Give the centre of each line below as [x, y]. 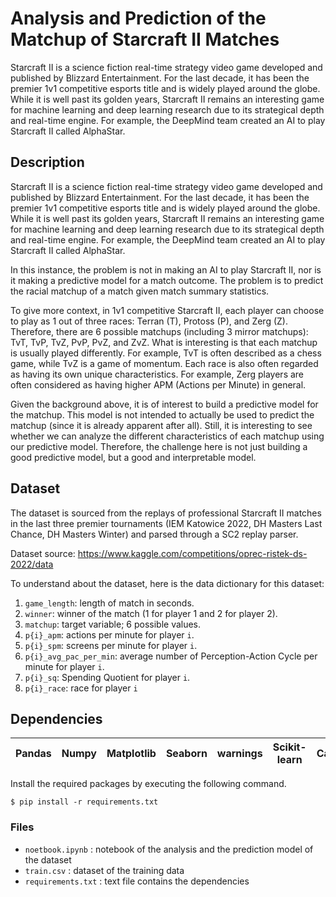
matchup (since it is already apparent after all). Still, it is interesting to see [161, 425]
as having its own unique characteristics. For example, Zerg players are [157, 374]
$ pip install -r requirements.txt [84, 802]
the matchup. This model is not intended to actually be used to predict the [162, 414]
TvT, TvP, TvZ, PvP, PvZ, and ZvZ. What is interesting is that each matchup [164, 342]
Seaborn [186, 754]
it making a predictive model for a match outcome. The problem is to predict [167, 280]
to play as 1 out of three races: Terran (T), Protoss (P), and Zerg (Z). [149, 321]
